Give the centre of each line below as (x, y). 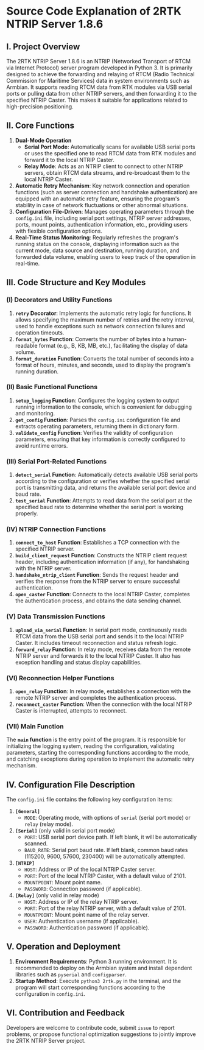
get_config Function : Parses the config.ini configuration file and (98, 420)
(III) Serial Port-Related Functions (57, 461)
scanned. (36, 844)
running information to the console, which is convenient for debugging (104, 407)
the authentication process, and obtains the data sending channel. (98, 601)
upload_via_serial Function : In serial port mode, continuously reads (101, 630)
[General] (28, 812)
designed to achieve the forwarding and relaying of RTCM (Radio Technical (100, 74)
